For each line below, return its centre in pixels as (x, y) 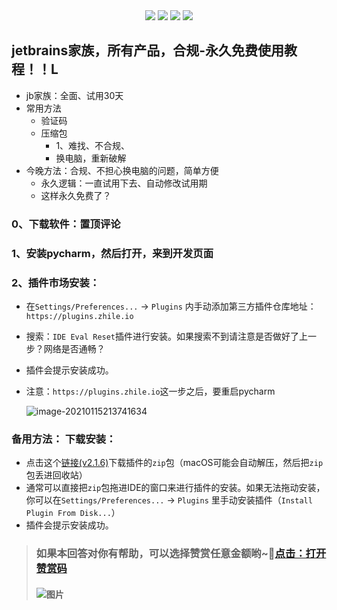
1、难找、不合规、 (93, 145)
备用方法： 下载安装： (64, 439)
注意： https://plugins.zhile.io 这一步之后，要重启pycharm (150, 391)
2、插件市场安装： (56, 282)
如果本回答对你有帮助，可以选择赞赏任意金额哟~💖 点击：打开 (181, 554)
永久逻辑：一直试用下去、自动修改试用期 (124, 183)
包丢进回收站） (56, 475)
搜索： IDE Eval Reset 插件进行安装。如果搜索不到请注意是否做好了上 (167, 336)
